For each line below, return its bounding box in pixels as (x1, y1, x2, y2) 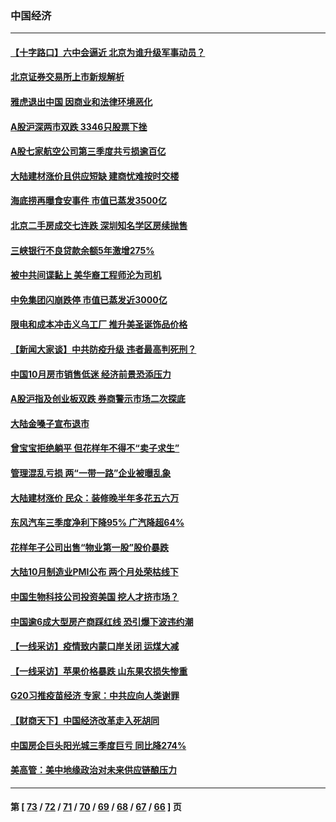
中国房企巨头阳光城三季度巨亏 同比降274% (10, 739, 187, 751)
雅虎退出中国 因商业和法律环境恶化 (10, 96, 153, 108)
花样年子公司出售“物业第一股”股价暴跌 (10, 541, 170, 553)
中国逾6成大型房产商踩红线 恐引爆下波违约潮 (10, 615, 194, 627)
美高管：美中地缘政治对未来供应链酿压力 (10, 764, 177, 776)
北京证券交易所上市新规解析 (10, 71, 125, 83)
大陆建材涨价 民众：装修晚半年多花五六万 (10, 492, 180, 504)
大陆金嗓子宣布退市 (10, 417, 90, 429)
